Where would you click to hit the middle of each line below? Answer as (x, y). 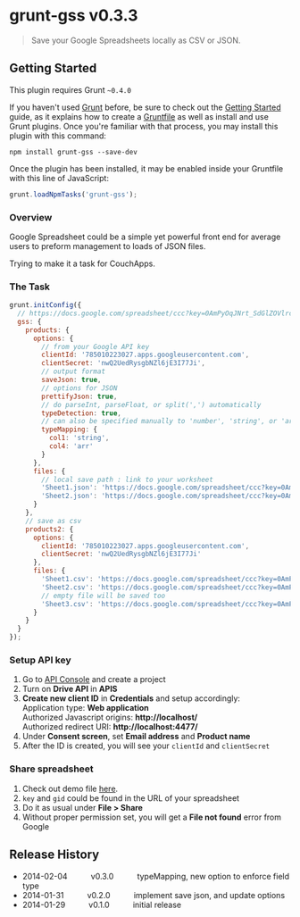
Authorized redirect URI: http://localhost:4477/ (110, 727)
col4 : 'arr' (71, 446)
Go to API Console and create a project (94, 679)
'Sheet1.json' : (70, 488)
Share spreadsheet (51, 769)
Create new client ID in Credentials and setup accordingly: (131, 698)
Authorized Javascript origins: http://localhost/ (110, 717)
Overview (31, 217)
